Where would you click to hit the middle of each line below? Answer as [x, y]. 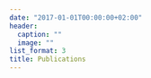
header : [24, 26]
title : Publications [48, 59]
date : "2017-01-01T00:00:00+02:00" [76, 17]
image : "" [36, 43]
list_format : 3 [38, 51]
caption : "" [40, 34]
